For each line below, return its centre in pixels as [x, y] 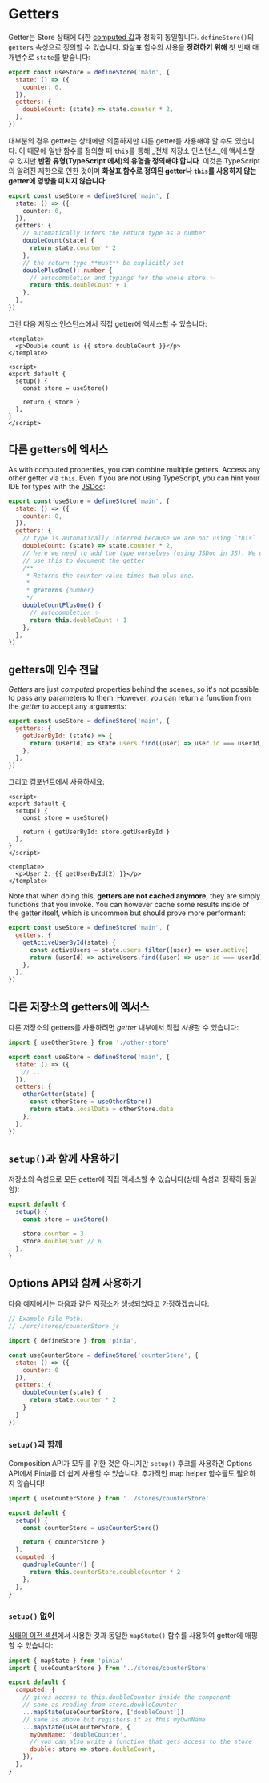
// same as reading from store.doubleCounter [100, 1705]
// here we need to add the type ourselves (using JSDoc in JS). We [139, 553]
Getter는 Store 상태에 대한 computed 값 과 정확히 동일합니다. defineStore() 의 [131, 37]
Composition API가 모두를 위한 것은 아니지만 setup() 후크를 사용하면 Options [130, 1463]
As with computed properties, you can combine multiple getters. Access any [134, 469]
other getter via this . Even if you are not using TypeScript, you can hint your [134, 478]
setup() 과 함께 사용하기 [64, 1158]
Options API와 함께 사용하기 [75, 1283]
